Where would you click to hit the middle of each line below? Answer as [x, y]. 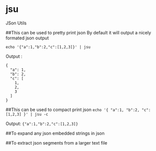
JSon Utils [16, 23]
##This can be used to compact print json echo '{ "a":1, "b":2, [73, 109]
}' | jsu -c [36, 114]
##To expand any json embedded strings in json [55, 133]
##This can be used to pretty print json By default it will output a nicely [78, 32]
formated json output [27, 38]
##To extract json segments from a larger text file [57, 143]
